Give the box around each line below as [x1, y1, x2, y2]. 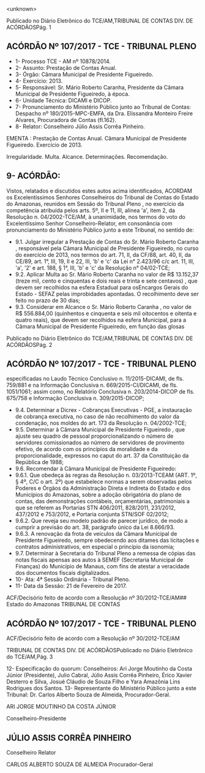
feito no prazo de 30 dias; [15, 297, 81, 304]
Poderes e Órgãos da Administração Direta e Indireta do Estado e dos [15, 484, 191, 492]
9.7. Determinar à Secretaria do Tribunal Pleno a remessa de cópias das [15, 550, 196, 557]
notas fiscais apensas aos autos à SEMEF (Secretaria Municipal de [15, 556, 184, 563]
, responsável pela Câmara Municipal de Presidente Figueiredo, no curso [15, 245, 199, 252]
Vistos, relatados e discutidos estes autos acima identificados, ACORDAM [6, 187, 193, 194]
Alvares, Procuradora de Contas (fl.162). [15, 116, 116, 123]
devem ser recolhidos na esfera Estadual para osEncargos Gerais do [15, 283, 188, 291]
